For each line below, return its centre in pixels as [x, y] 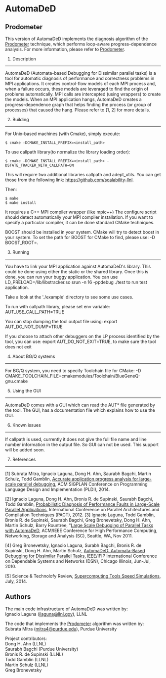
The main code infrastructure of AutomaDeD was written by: [66, 609]
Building [21, 120]
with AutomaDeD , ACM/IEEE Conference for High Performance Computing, [81, 531]
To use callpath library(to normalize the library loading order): [68, 152]
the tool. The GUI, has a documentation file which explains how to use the [80, 410]
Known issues [26, 425]
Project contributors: [26, 638]
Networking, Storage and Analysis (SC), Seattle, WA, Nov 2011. [69, 536]
